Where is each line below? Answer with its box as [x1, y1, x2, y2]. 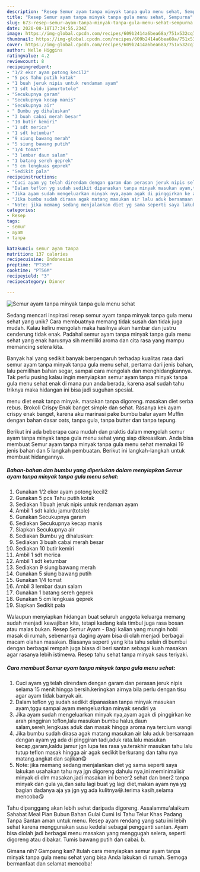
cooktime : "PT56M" [7, 268, 52, 273]
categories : [7, 207, 36, 214]
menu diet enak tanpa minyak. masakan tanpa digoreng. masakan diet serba [7, 397, 193, 405]
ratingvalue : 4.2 [7, 53, 50, 59]
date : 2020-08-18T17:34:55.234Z [7, 25, 87, 31]
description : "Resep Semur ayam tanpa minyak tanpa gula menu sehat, [7, 8, 183, 15]
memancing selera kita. [7, 343, 64, 350]
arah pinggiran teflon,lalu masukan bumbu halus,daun [15, 717, 147, 724]
